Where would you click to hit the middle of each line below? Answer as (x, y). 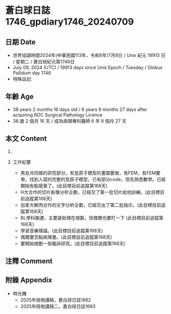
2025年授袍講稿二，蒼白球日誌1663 (58, 306)
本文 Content (26, 139)
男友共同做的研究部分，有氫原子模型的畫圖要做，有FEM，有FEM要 (90, 173)
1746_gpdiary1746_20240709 (70, 22)
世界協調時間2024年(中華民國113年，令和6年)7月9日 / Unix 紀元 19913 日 (89, 55)
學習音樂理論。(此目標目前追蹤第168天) (62, 230)
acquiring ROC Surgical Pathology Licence (58, 115)
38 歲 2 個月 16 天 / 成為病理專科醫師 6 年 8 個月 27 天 (70, 121)
